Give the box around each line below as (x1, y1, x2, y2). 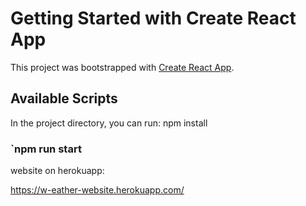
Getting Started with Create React (10, 7, 297, 30)
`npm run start (10, 142, 82, 156)
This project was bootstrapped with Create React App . (10, 61, 235, 73)
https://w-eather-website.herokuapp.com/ (10, 184, 185, 196)
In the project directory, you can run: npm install (10, 117, 208, 129)
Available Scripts (10, 90, 118, 107)
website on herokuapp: (10, 165, 105, 177)
